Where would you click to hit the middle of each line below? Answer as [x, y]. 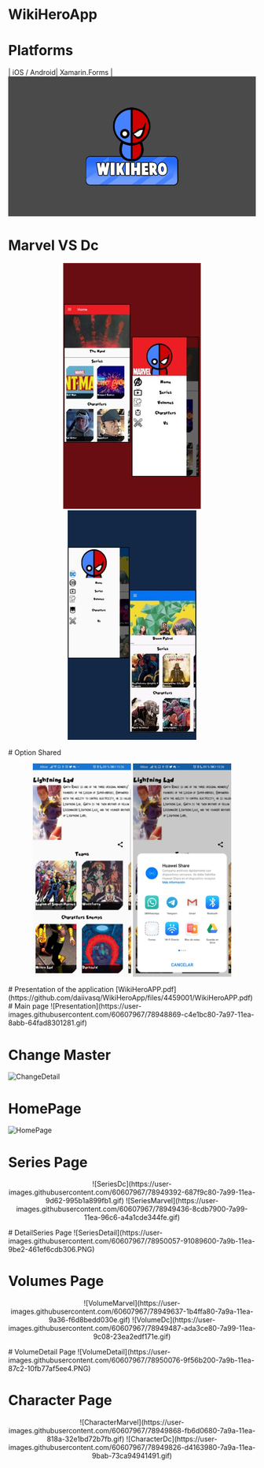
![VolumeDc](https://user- [174, 1320]
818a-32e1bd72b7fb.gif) [86, 1439]
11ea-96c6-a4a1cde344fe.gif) [132, 1217]
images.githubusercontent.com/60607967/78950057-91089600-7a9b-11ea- [132, 1241]
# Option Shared [35, 752]
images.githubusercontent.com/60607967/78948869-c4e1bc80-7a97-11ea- [131, 1015]
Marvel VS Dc [53, 245]
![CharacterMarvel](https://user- [132, 1422]
